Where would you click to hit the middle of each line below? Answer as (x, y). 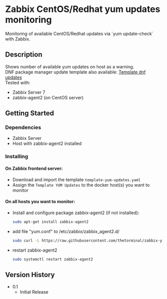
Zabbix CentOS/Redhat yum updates (83, 9)
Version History (30, 275)
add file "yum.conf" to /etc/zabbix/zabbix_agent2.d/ (66, 231)
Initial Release (34, 292)
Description (24, 55)
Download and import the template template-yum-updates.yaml (77, 179)
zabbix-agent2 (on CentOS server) (48, 97)
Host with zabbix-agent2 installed (47, 144)
